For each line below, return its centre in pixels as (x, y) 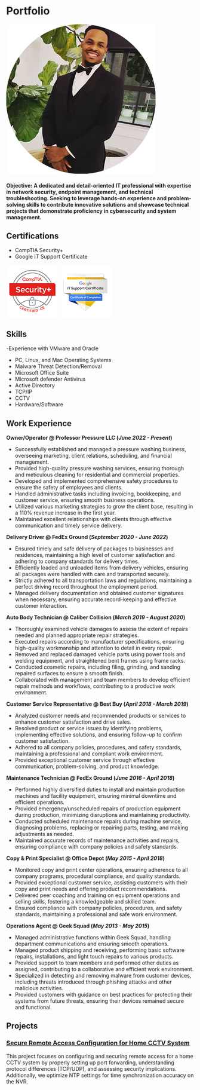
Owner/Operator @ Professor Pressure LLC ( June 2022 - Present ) (89, 437)
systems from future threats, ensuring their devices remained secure (99, 1001)
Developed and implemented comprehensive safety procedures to (96, 481)
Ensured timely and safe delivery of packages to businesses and (94, 549)
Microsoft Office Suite (42, 373)
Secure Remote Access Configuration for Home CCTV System (98, 1043)
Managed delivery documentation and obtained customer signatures (99, 593)
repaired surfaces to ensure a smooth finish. (69, 673)
